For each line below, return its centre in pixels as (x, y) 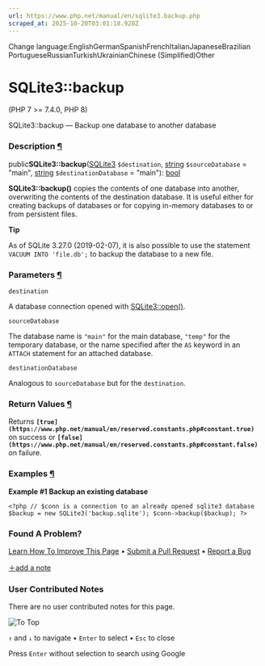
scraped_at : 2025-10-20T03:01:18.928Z (74, 23)
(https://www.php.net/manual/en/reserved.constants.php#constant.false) (133, 445)
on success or (32, 438)
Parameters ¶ (35, 274)
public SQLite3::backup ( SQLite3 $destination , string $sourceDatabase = (128, 164)
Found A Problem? (45, 534)
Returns (21, 421)
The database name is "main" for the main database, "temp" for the (119, 337)
